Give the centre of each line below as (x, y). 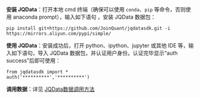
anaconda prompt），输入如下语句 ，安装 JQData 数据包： (84, 17)
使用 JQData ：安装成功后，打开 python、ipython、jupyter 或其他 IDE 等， (98, 45)
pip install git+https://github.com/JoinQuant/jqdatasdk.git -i (88, 28)
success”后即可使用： (34, 60)
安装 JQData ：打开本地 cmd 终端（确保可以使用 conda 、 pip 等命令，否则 (96, 9)
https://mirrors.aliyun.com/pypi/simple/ (59, 34)
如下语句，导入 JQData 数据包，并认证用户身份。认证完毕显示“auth (95, 53)
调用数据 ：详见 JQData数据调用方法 (50, 89)
